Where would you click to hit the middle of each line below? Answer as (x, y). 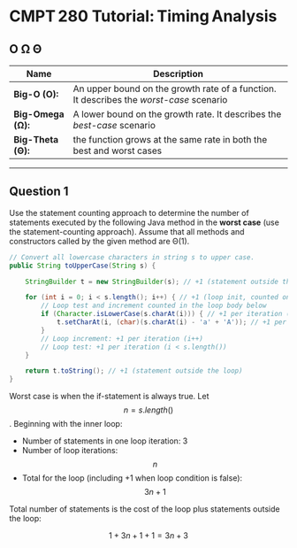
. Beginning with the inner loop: (66, 424)
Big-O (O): (36, 94)
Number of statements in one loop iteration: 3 (105, 441)
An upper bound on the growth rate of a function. (175, 89)
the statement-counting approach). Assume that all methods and (127, 231)
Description (178, 74)
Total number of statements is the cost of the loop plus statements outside (145, 509)
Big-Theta (36, 139)
